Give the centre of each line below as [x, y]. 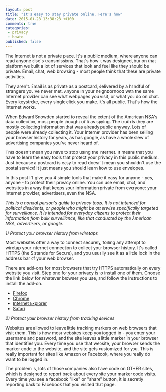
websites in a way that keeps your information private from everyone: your [81, 188]
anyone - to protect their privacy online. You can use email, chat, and [76, 182]
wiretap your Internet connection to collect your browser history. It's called [81, 248]
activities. [15, 76]
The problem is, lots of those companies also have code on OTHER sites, [79, 368]
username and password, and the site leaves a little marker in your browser [82, 338]
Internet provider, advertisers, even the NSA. [51, 193]
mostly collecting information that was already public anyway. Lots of [76, 127]
